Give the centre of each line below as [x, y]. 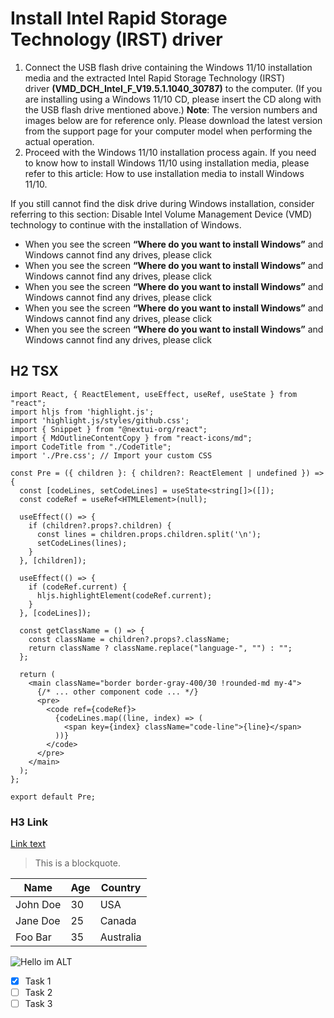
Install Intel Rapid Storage [119, 18]
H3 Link [29, 822]
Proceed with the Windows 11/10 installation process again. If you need [170, 152]
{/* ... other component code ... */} [117, 692]
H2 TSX [34, 371]
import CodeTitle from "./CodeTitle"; [91, 447]
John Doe [38, 905]
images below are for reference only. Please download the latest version [173, 120]
